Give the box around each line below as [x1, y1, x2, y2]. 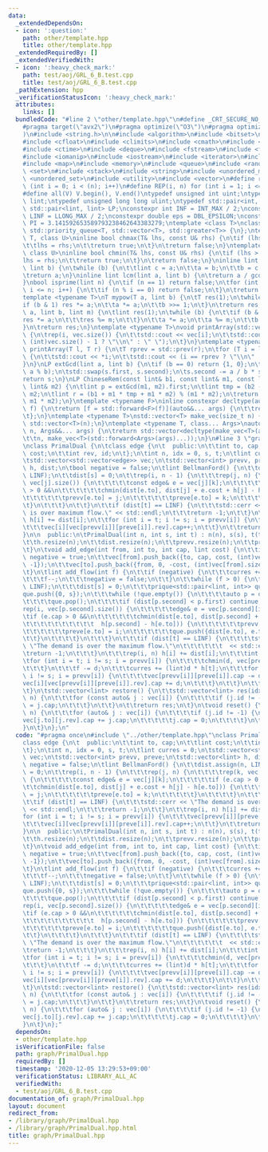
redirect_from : [8, 1110, 59, 1118]
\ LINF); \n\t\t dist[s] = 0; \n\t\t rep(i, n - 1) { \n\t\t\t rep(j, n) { [22, 471, 259, 479]
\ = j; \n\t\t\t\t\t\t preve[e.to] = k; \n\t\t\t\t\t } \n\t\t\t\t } [22, 791, 238, 799]
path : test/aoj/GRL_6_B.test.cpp [22, 71, 134, 79]
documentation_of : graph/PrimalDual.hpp [8, 1095, 145, 1103]
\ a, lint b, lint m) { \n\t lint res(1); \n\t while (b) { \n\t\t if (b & [22, 308, 259, 316]
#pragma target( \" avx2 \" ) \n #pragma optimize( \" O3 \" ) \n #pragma [22, 123, 234, 131]
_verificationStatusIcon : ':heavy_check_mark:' [15, 93, 177, 101]
